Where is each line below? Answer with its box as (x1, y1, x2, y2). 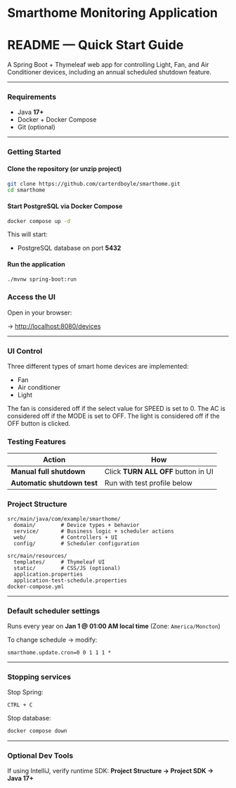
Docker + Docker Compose (17, 115, 97, 124)
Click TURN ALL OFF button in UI (104, 466, 214, 476)
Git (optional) (17, 123, 56, 132)
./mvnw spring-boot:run (7, 276, 77, 283)
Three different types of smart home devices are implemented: (7, 362, 189, 371)
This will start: (7, 230, 48, 239)
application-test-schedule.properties (13, 577, 128, 584)
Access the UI (7, 292, 56, 302)
